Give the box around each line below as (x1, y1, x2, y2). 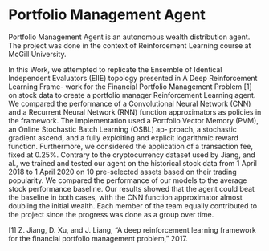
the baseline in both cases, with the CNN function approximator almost (8, 192, 243, 202)
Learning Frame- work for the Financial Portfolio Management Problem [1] (8, 82, 252, 91)
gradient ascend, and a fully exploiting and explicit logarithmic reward (8, 132, 239, 142)
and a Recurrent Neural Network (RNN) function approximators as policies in (8, 107, 262, 117)
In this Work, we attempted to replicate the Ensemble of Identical (8, 64, 222, 74)
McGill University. (8, 49, 67, 59)
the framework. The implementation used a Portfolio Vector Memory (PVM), (8, 115, 259, 125)
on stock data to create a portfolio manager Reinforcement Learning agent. (8, 90, 256, 99)
